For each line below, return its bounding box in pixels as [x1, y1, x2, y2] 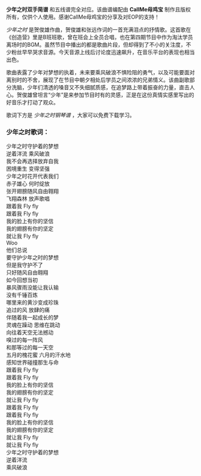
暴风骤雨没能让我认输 [6, 284, 59, 291]
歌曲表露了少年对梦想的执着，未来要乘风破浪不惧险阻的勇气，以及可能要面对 [6, 69, 195, 76]
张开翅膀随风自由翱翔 [6, 188, 59, 195]
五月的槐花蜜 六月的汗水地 [6, 351, 71, 358]
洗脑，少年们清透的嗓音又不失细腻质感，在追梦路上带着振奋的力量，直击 [11, 84, 190, 91]
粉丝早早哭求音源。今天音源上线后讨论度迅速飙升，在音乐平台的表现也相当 [11, 49, 195, 56]
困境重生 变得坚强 [6, 165, 50, 173]
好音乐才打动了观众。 [6, 99, 59, 106]
